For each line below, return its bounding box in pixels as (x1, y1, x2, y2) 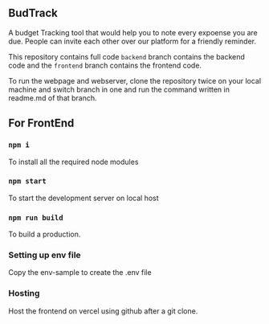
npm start (8, 177, 47, 186)
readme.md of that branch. (8, 92, 98, 103)
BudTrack (8, 6, 59, 20)
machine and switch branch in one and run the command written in (8, 84, 230, 94)
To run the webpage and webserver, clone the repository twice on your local (8, 76, 262, 85)
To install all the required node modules (8, 157, 139, 166)
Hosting (8, 288, 40, 299)
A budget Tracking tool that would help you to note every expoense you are (8, 27, 259, 37)
